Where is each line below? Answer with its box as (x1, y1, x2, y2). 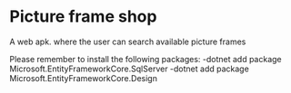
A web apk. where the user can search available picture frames (9, 36, 246, 47)
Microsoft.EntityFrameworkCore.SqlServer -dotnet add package (9, 63, 250, 74)
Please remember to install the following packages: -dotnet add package (9, 53, 282, 64)
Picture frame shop (9, 6, 157, 27)
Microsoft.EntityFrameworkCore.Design (9, 72, 157, 83)
